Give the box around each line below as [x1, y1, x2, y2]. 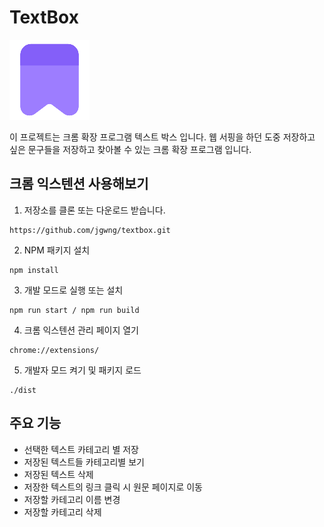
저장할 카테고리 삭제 [23, 506, 102, 518]
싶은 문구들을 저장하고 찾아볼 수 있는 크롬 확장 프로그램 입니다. [9, 143, 252, 155]
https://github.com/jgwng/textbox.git [9, 225, 171, 235]
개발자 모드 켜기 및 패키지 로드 [23, 364, 142, 376]
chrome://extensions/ [9, 345, 100, 355]
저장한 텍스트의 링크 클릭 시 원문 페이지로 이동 [23, 481, 203, 493]
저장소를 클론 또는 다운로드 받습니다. [23, 204, 166, 216]
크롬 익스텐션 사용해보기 [9, 176, 149, 193]
